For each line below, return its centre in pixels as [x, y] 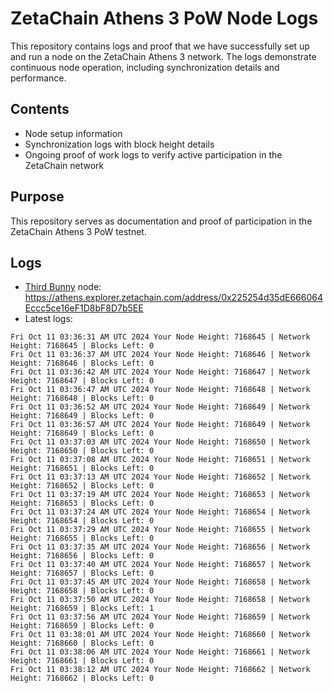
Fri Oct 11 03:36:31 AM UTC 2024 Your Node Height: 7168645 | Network [160, 337]
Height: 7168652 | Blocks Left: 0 [82, 486]
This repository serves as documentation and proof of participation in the [161, 221]
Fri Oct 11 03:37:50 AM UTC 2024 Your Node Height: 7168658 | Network [160, 600]
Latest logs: [48, 319]
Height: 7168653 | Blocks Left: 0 [82, 503]
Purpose [37, 197]
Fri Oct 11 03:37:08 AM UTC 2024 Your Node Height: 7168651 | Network [160, 460]
